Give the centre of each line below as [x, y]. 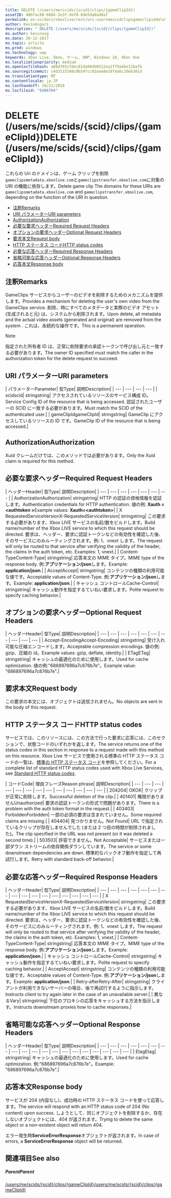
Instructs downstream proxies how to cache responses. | [73, 1007]
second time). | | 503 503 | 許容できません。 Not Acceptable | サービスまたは [83, 840]
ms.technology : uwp [26, 52]
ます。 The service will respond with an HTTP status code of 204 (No [77, 1106]
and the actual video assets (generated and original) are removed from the [83, 320]
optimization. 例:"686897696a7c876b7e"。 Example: [60, 1064]
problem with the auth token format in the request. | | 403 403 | [70, 809]
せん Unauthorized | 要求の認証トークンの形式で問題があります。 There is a [82, 803]
